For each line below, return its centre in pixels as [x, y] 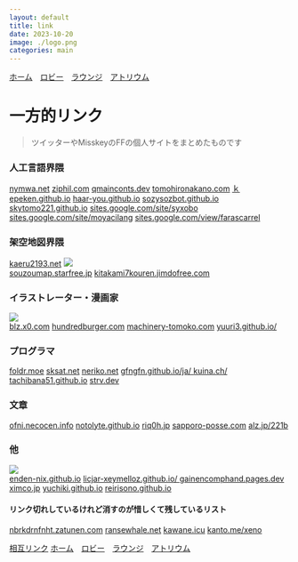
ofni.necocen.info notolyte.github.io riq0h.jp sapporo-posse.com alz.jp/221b [149, 425]
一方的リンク [56, 116]
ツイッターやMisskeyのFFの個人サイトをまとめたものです [137, 142]
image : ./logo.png [43, 42]
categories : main [41, 51]
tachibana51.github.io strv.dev [64, 381]
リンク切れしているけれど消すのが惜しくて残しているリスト [118, 510]
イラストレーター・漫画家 [64, 297]
